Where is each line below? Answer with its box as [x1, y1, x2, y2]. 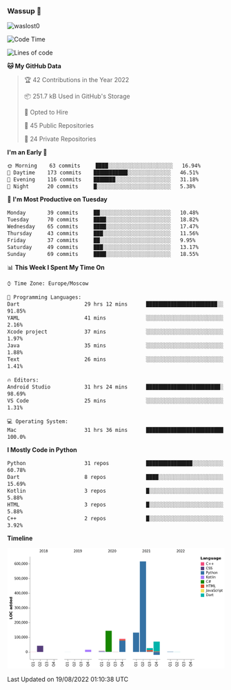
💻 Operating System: [7, 418, 69, 425]
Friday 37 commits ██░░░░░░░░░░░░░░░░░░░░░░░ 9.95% [7, 237, 196, 244]
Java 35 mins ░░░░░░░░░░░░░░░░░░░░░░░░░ [7, 342, 224, 349]
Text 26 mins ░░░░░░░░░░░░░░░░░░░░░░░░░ [7, 356, 224, 363]
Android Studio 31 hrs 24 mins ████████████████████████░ [7, 384, 224, 391]
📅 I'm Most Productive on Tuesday [7, 195, 108, 204]
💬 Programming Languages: [7, 294, 81, 301]
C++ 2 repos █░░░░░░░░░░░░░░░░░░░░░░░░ [7, 515, 224, 522]
